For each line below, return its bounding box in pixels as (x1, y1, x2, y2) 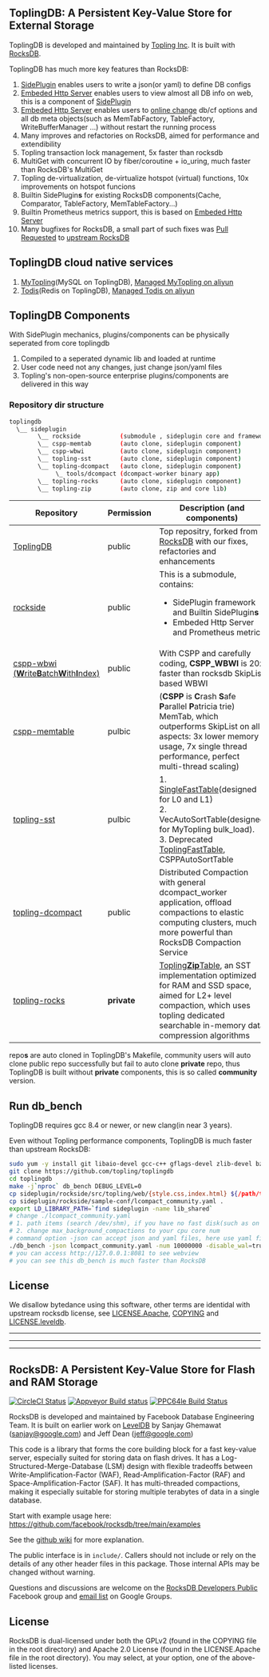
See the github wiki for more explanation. (9, 1535, 144, 1545)
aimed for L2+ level (159, 990, 232, 1001)
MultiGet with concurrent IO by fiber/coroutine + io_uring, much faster (20, 156, 251, 166)
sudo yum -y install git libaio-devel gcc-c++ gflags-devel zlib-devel (9, 1160, 252, 1168)
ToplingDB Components (9, 309, 130, 322)
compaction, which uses (159, 1000, 251, 1011)
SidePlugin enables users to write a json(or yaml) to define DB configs (20, 79, 251, 89)
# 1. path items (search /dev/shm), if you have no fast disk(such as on (9, 1219, 260, 1227)
